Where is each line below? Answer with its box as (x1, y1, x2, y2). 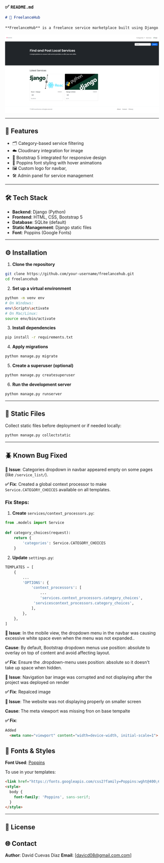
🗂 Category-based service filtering (12, 140, 84, 146)
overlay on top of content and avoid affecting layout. (5, 650, 111, 656)
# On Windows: (5, 301, 34, 305)
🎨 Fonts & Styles (5, 746, 56, 755)
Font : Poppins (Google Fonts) (12, 230, 72, 236)
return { (14, 536, 32, 541)
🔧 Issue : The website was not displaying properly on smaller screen (5, 699, 142, 704)
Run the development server (12, 381, 72, 387)
